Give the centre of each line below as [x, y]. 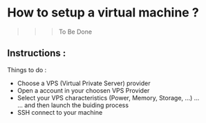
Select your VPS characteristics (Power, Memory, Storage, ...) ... [108, 98]
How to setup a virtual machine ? [103, 13]
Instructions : [37, 53]
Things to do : [27, 69]
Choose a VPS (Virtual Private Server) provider [84, 83]
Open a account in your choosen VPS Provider [83, 90]
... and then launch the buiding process [73, 105]
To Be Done [75, 32]
